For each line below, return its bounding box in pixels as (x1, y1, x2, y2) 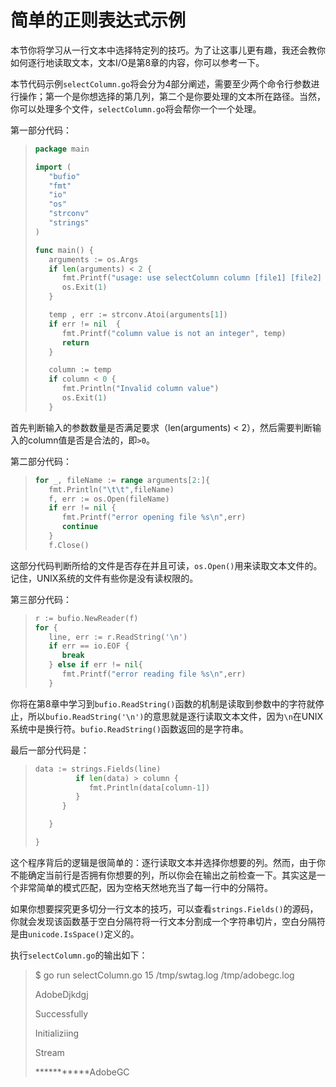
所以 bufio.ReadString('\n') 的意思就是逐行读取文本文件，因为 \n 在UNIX (27, 710, 324, 722)
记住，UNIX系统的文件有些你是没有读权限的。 (10, 572, 199, 584)
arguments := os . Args (48, 254, 139, 265)
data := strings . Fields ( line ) (34, 764, 162, 774)
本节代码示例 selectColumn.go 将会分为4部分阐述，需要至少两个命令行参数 (10, 77, 312, 90)
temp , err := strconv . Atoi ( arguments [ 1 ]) (48, 310, 228, 320)
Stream (34, 1046, 65, 1058)
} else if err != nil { (48, 660, 143, 670)
